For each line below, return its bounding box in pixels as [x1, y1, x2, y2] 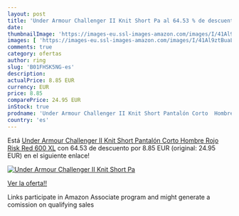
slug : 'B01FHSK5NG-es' [7, 63, 75, 71]
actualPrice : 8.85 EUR [7, 76, 75, 84]
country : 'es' [7, 116, 50, 123]
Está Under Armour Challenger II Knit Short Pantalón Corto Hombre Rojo [7, 136, 219, 145]
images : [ [7, 37, 37, 44]
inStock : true [7, 103, 50, 110]
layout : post [7, 10, 46, 18]
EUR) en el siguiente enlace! [7, 151, 90, 160]
